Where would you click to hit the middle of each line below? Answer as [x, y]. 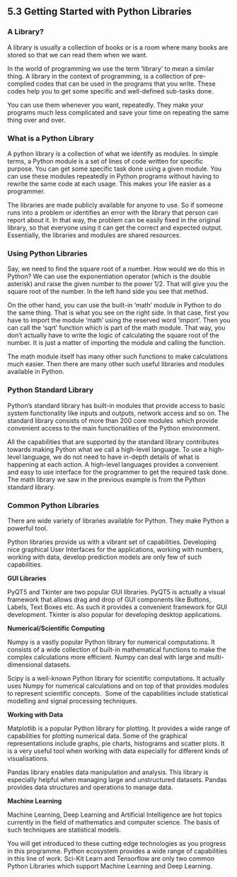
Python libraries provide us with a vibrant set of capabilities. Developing [112, 542]
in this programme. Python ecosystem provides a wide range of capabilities [117, 851]
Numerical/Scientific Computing [56, 628]
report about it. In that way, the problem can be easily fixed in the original [114, 220]
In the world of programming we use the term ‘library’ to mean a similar [111, 68]
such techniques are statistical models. [64, 830]
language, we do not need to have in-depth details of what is [111, 457]
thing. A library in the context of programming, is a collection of [100, 76]
